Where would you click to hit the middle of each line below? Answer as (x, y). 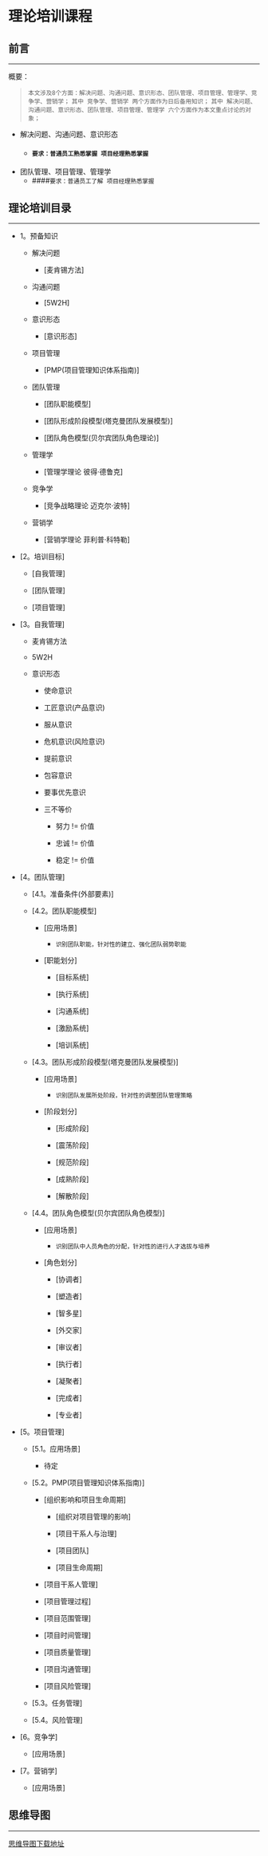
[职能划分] (60, 960)
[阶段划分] (60, 1111)
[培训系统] (72, 1045)
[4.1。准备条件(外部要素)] (73, 894)
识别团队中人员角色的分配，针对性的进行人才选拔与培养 (133, 1247)
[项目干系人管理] (71, 1585)
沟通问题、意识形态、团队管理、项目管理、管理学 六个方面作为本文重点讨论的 (136, 110)
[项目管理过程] (67, 1602)
